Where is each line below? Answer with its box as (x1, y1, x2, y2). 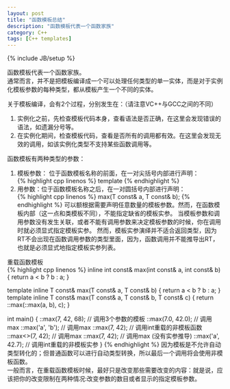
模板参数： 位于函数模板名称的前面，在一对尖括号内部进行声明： (16, 169, 199, 178)
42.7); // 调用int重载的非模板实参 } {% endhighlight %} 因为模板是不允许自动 (7, 340, 221, 349)
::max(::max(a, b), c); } (7, 301, 71, 309)
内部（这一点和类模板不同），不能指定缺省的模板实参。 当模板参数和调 (23, 209, 220, 217)
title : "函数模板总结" (7, 16, 66, 23)
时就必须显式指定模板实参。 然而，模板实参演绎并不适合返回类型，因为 (16, 226, 217, 234)
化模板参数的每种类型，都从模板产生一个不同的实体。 (7, 85, 157, 94)
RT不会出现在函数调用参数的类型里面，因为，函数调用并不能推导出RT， (16, 235, 219, 243)
